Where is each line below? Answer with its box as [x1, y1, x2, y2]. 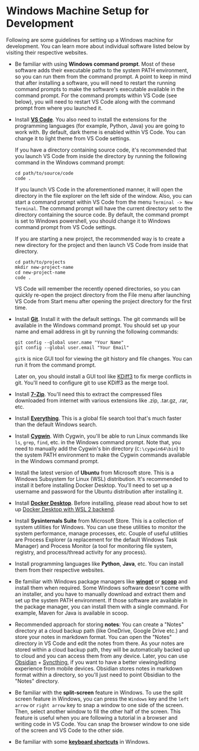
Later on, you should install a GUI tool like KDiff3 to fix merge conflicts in [14, 373, 192, 380]
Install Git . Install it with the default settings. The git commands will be [14, 315, 186, 322]
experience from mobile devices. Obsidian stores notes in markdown [14, 665, 182, 672]
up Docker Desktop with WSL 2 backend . [14, 505, 115, 513]
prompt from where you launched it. [14, 104, 102, 111]
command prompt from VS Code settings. [14, 223, 117, 230]
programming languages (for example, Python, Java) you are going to [14, 122, 185, 129]
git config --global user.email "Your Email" [14, 345, 129, 351]
